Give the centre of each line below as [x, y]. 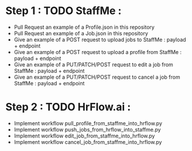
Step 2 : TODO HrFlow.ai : [68, 107]
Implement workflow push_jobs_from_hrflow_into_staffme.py [88, 129]
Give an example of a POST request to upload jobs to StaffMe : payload [100, 39]
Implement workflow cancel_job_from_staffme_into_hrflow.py [88, 142]
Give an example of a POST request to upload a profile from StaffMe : [98, 52]
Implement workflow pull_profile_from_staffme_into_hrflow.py [88, 123]
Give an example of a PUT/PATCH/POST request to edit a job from [93, 64]
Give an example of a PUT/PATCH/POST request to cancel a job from [97, 77]
